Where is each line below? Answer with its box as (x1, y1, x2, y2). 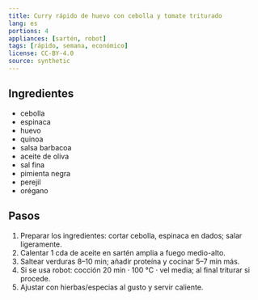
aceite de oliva (19, 151, 70, 161)
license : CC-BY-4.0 (8, 49, 74, 57)
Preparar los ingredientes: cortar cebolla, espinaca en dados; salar (19, 230, 243, 240)
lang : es (8, 19, 38, 27)
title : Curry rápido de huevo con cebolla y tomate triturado (8, 11, 222, 20)
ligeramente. (19, 239, 62, 249)
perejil (19, 177, 41, 187)
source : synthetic (8, 57, 70, 65)
